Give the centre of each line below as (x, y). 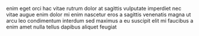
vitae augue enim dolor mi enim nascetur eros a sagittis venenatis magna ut (99, 15)
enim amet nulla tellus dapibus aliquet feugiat (61, 27)
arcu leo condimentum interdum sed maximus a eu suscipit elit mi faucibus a (100, 21)
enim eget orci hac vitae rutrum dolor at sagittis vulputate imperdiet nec (94, 8)
